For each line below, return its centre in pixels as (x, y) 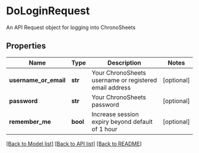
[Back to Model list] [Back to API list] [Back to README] (74, 144)
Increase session (115, 114)
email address (111, 87)
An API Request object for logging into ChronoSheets (71, 27)
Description (124, 62)
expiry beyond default (122, 122)
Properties (26, 46)
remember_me (30, 122)
